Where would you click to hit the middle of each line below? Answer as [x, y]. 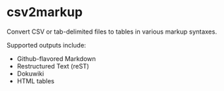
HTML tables [35, 80]
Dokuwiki [30, 73]
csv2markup [45, 12]
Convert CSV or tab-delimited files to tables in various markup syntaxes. [112, 31]
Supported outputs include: [46, 45]
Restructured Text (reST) [53, 66]
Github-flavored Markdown [56, 58]
